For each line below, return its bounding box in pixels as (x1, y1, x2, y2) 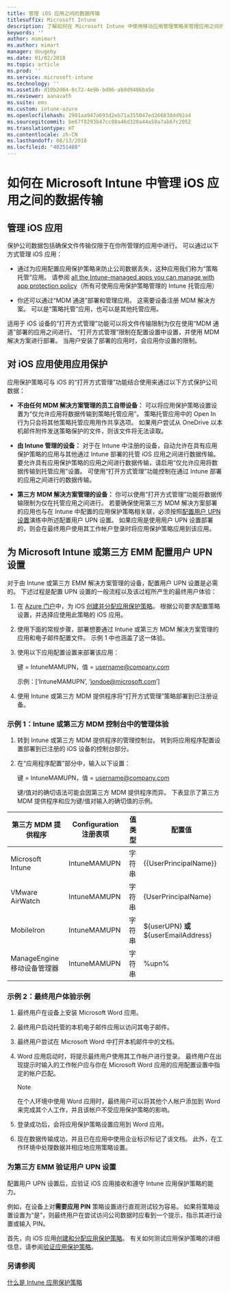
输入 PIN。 (18, 1219, 49, 1227)
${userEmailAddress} (143, 930, 212, 939)
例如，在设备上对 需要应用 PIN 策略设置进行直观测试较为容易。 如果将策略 (7, 1202, 214, 1210)
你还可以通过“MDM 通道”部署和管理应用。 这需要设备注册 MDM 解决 (16, 296, 210, 304)
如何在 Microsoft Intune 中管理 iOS (7, 175, 205, 191)
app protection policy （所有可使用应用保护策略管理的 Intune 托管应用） (16, 282, 218, 290)
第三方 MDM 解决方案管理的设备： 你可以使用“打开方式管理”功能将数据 (16, 490, 217, 498)
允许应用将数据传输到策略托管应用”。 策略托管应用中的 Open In (37, 409, 216, 418)
